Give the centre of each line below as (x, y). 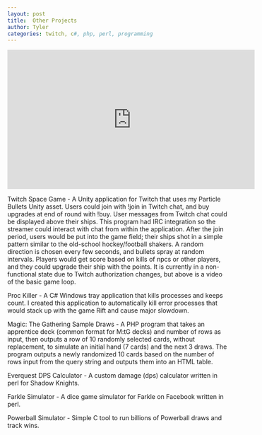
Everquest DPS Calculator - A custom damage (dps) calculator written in (112, 376)
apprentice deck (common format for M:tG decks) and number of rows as (114, 332)
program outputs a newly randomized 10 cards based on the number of (111, 354)
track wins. (23, 426)
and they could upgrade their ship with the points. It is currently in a (106, 267)
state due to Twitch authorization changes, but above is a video (130, 274)
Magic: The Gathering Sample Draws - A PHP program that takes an (106, 324)
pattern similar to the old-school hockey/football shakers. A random (106, 244)
